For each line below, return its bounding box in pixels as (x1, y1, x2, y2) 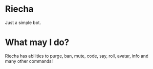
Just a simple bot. (5, 20, 41, 25)
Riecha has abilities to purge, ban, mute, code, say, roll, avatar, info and (5, 53, 149, 59)
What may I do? (5, 37, 69, 48)
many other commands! (5, 58, 53, 64)
